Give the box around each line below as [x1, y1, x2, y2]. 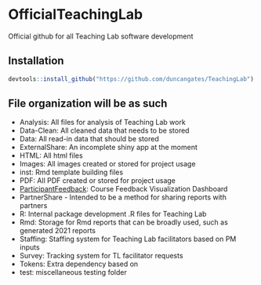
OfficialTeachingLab [8, 5, 143, 24]
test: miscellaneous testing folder [19, 268, 127, 277]
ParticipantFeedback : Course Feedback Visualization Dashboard [19, 185, 228, 194]
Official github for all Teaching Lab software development [8, 31, 194, 41]
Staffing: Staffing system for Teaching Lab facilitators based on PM [19, 234, 237, 244]
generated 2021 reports [19, 226, 96, 236]
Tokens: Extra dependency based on [19, 259, 139, 269]
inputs [19, 243, 41, 252]
